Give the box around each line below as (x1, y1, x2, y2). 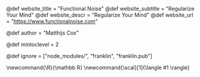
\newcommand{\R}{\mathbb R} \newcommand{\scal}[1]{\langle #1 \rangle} (6, 64, 190, 71)
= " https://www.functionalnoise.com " (6, 18, 99, 24)
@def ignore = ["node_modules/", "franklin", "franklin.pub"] (6, 53, 152, 59)
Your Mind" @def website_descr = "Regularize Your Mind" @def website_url (6, 11, 194, 19)
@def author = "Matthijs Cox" (6, 29, 79, 36)
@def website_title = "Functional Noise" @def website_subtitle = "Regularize (6, 5, 195, 12)
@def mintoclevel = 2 (6, 41, 59, 48)
